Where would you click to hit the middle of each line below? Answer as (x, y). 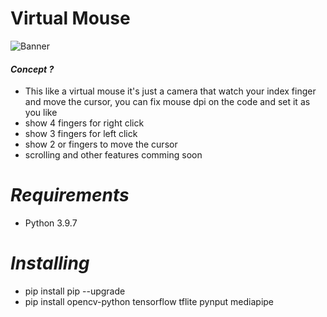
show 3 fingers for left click (81, 134)
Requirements (70, 195)
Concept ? (32, 69)
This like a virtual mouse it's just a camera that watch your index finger (170, 91)
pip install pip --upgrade (75, 291)
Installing (50, 263)
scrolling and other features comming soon (113, 155)
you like (41, 113)
